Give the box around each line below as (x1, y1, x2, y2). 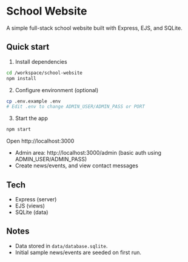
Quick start (6, 42, 50, 52)
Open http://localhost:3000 (6, 138, 75, 145)
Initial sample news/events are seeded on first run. (15, 249, 141, 256)
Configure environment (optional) (15, 86, 99, 93)
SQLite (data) (15, 208, 49, 216)
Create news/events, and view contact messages (15, 162, 138, 169)
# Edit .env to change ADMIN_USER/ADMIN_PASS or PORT (6, 104, 146, 110)
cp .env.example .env (6, 98, 61, 104)
